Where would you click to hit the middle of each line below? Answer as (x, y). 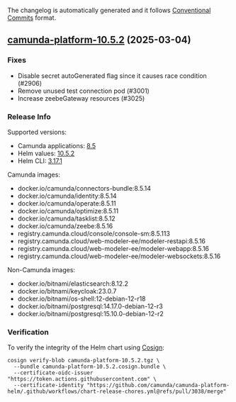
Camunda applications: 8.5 (57, 145)
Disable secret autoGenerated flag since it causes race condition (112, 76)
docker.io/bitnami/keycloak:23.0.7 (67, 291)
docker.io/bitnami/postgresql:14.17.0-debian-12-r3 (90, 306)
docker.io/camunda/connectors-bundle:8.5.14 (84, 188)
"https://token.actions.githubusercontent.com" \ (82, 379)
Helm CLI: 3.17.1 (40, 161)
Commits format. (32, 18)
